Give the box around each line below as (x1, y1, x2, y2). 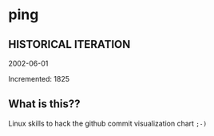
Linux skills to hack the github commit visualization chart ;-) (8, 118, 208, 128)
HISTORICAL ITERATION (8, 38, 131, 51)
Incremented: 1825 (8, 74, 70, 83)
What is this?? (8, 98, 81, 111)
